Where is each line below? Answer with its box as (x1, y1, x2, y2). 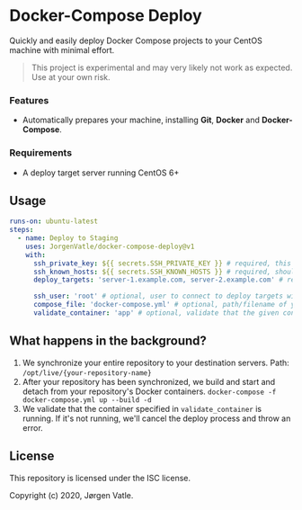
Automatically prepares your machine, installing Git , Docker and (22, 114, 261, 126)
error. (22, 422, 43, 433)
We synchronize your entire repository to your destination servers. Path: (22, 357, 289, 368)
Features (9, 94, 49, 106)
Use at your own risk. (31, 71, 111, 82)
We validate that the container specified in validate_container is (22, 403, 262, 414)
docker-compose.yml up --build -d (22, 395, 152, 405)
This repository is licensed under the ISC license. (9, 472, 191, 483)
